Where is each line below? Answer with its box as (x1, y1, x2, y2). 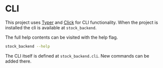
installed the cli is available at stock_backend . (5, 24, 97, 30)
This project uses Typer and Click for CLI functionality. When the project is (5, 19, 159, 25)
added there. (5, 58, 31, 64)
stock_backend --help (5, 44, 50, 49)
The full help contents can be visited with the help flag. (5, 34, 118, 40)
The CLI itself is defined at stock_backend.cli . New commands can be (5, 53, 150, 59)
